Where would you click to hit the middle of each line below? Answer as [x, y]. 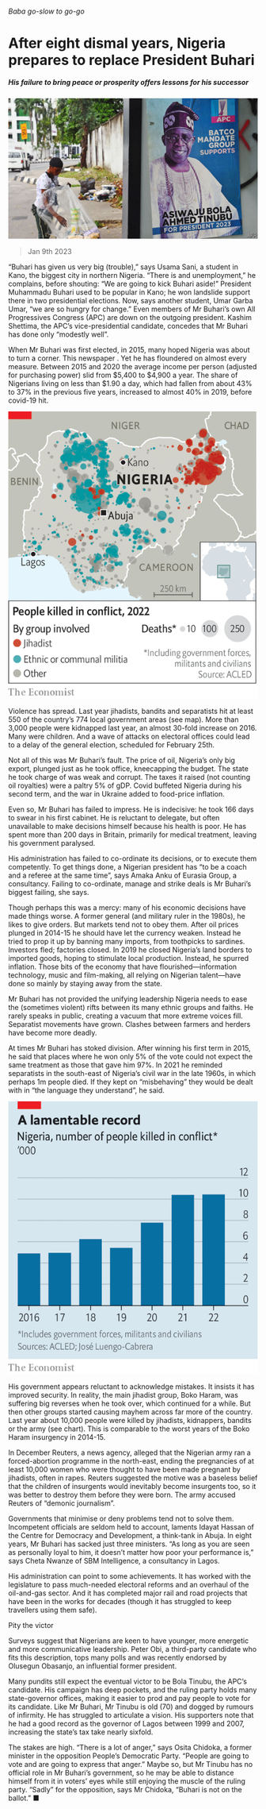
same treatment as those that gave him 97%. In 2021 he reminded [116, 1065]
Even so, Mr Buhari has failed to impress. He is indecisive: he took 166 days [131, 809]
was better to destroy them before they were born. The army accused [122, 1495]
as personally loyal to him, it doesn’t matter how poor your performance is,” [131, 1552]
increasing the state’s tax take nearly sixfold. [81, 1732]
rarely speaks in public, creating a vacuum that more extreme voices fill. [125, 1016]
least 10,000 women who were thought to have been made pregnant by [125, 1469]
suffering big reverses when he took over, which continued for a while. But [129, 1403]
